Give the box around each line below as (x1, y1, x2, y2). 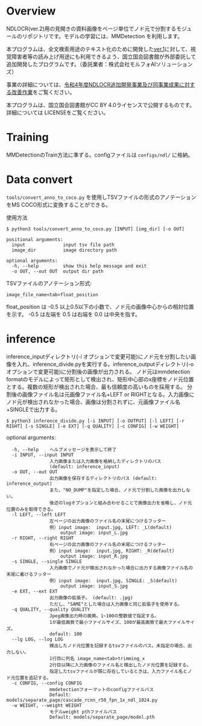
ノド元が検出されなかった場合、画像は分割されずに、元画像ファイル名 (6, 398, 181, 406)
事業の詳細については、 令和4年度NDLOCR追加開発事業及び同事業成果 (6, 80, 180, 88)
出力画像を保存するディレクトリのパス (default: (49, 475, 157, 481)
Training (6, 131, 49, 144)
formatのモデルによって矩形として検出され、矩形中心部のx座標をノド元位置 (6, 375, 194, 383)
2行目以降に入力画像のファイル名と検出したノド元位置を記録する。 (49, 662, 192, 668)
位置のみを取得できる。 (6, 506, 56, 512)
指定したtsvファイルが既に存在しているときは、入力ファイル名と (49, 668, 188, 675)
